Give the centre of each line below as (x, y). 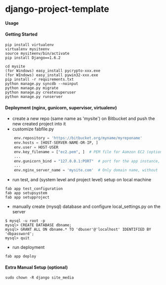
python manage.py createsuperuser (41, 92)
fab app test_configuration (34, 189)
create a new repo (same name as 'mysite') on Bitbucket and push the (83, 119)
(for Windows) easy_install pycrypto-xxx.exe (53, 71)
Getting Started (21, 34)
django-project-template (57, 9)
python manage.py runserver (34, 97)
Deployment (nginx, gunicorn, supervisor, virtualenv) (61, 108)
